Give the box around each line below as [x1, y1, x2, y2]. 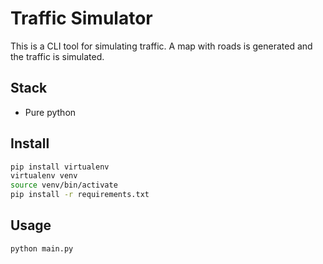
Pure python [24, 106, 77, 118]
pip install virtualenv [10, 162, 110, 172]
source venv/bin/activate [10, 180, 118, 191]
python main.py [10, 243, 74, 254]
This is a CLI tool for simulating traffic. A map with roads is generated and [10, 40, 313, 52]
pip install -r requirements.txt [10, 190, 150, 200]
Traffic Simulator [10, 7, 153, 30]
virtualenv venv [10, 171, 78, 181]
